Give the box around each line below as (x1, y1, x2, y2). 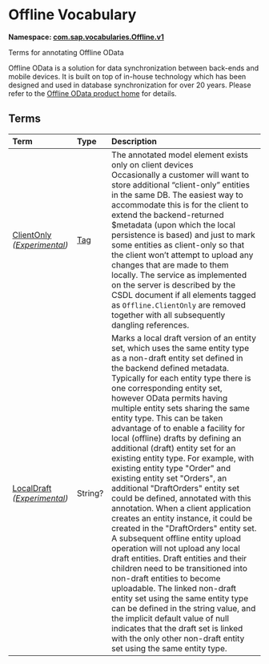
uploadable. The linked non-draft (111, 582, 237, 594)
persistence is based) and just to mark (111, 229, 256, 240)
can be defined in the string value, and (111, 602, 256, 614)
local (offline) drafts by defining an (111, 433, 242, 444)
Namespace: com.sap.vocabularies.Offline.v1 (8, 32, 164, 42)
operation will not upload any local (111, 542, 240, 553)
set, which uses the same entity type (111, 342, 250, 353)
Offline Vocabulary (8, 6, 137, 24)
